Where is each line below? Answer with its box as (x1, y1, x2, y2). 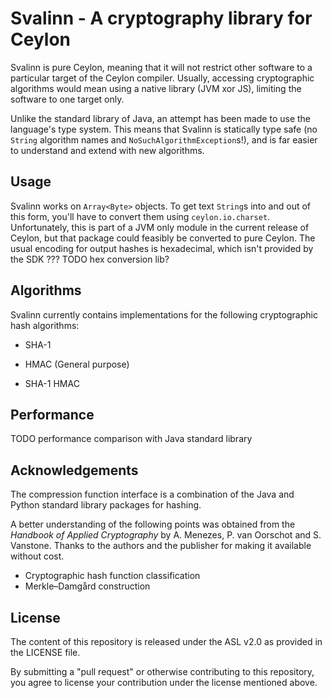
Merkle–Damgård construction (24, 580, 151, 592)
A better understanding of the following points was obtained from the (10, 518, 296, 531)
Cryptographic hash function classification (24, 570, 201, 582)
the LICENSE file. (10, 647, 81, 658)
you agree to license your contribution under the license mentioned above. (10, 677, 318, 688)
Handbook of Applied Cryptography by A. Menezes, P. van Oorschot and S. (10, 529, 322, 541)
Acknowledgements (10, 462, 139, 479)
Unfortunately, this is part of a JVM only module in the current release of (10, 221, 310, 233)
